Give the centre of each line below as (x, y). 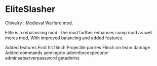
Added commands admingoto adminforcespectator (57, 53)
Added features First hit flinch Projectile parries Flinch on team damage (78, 47)
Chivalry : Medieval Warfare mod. (39, 23)
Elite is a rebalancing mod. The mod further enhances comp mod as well (79, 32)
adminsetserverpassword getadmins (42, 58)
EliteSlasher (30, 9)
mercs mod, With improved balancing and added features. (64, 38)
